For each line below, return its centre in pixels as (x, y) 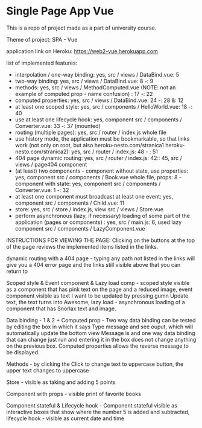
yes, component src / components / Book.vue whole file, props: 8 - (98, 177)
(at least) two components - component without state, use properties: (102, 171)
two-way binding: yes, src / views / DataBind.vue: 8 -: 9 (84, 81)
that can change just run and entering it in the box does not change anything (101, 339)
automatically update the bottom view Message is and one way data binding (101, 333)
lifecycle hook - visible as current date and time (65, 418)
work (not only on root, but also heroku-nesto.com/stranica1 (90, 145)
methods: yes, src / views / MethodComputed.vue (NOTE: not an (95, 87)
